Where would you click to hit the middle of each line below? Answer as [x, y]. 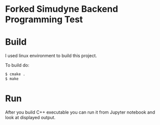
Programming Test [44, 19]
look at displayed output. [30, 117]
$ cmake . [15, 74]
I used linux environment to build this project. [51, 56]
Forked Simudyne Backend [62, 9]
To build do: [17, 65]
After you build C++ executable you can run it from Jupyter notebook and [80, 112]
